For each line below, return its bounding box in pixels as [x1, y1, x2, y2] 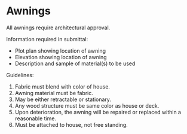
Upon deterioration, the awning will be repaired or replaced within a [14, 108, 181, 115]
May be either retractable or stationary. [14, 96, 112, 103]
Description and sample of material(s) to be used [14, 60, 136, 67]
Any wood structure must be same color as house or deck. [14, 102, 160, 109]
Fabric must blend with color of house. [14, 83, 111, 90]
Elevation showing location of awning [14, 53, 107, 60]
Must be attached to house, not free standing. [14, 121, 128, 128]
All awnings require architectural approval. [6, 24, 111, 31]
